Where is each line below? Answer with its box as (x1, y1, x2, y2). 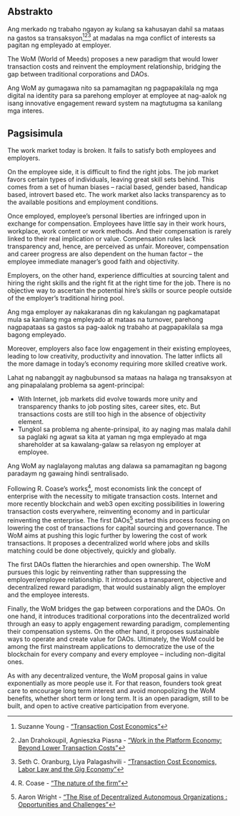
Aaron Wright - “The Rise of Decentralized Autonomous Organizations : (17, 792, 228, 801)
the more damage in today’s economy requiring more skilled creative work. (7, 360, 227, 368)
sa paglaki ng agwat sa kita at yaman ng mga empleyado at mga (17, 433, 207, 441)
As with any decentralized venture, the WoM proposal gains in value (7, 671, 208, 680)
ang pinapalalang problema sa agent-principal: (7, 381, 145, 390)
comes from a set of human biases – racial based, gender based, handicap (7, 183, 227, 191)
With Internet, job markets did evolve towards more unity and (17, 395, 198, 403)
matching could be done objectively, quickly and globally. (7, 546, 176, 555)
